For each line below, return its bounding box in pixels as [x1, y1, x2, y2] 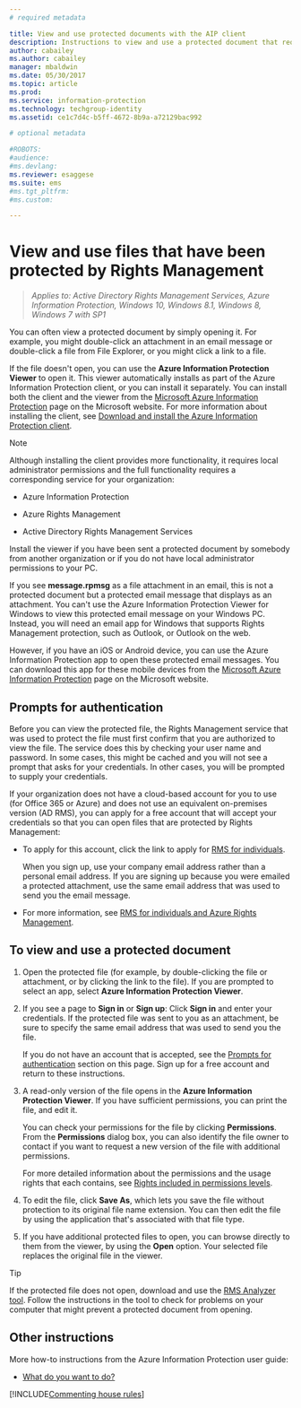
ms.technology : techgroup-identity [9, 104, 142, 113]
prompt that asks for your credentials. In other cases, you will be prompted [9, 761, 285, 772]
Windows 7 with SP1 [30, 309, 106, 320]
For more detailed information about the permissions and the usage [21, 1168, 271, 1178]
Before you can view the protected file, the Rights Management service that [9, 724, 288, 734]
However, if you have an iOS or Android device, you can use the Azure [9, 645, 269, 656]
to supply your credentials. [9, 771, 108, 781]
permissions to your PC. [9, 562, 99, 574]
